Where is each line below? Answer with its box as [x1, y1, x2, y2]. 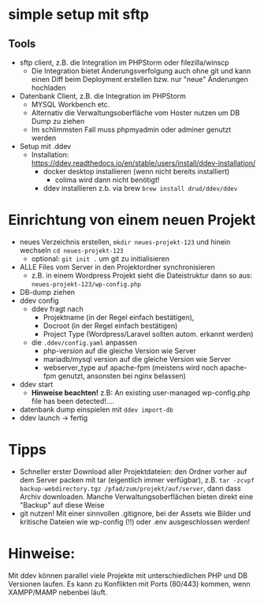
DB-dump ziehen [19, 287, 76, 296]
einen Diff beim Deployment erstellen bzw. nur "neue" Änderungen [31, 75, 248, 84]
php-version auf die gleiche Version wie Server [43, 345, 197, 356]
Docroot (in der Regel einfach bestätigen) [43, 321, 178, 330]
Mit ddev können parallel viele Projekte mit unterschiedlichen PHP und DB [8, 570, 248, 580]
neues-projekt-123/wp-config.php [31, 280, 142, 289]
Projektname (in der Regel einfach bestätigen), [43, 312, 195, 322]
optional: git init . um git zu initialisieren [31, 254, 169, 263]
